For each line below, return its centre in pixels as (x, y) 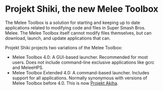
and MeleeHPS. (28, 68)
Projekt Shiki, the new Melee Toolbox (82, 9)
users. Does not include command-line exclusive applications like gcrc (83, 62)
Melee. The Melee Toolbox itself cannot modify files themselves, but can (78, 33)
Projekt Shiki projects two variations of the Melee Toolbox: (64, 47)
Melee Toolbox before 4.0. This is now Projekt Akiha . (65, 83)
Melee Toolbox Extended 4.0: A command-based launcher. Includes (81, 72)
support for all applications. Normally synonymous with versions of (80, 78)
